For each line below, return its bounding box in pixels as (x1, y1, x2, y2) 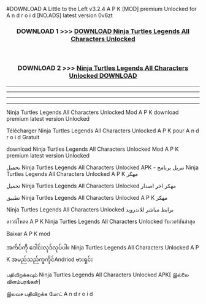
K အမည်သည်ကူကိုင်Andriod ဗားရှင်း (6, 256, 93, 263)
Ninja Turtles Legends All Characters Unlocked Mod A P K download (6, 108, 179, 116)
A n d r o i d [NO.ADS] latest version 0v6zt (6, 12, 113, 19)
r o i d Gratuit (6, 133, 40, 140)
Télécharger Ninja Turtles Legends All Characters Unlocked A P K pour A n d (6, 127, 199, 134)
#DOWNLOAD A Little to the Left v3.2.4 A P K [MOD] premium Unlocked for (6, 6, 197, 12)
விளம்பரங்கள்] (6, 278, 41, 285)
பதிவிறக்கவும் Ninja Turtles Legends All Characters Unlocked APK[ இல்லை (6, 271, 189, 278)
